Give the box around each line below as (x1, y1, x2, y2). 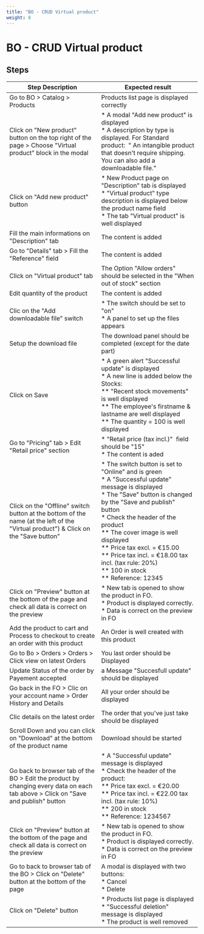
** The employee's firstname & (101, 402, 191, 411)
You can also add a (101, 156, 155, 165)
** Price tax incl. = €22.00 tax (101, 789, 188, 797)
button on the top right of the (9, 133, 92, 141)
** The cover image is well (101, 528, 178, 536)
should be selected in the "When (101, 271, 194, 280)
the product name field (101, 204, 166, 213)
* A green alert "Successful (101, 356, 180, 365)
